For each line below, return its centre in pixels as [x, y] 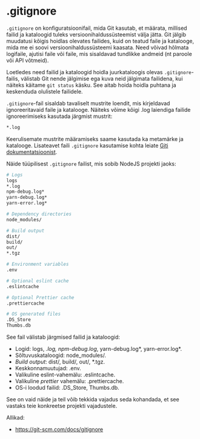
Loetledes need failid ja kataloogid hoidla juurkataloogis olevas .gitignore [99, 72]
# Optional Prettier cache [40, 297]
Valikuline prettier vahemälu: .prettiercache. [69, 381]
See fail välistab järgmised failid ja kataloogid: [63, 337]
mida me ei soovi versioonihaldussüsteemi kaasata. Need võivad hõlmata [98, 47]
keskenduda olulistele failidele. [45, 91]
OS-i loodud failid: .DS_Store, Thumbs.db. [67, 388]
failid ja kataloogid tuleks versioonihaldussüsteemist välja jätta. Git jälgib [96, 34]
